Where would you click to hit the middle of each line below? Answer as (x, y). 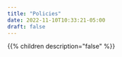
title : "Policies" (34, 14)
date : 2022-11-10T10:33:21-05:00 (56, 20)
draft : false (26, 26)
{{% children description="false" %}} (61, 47)
